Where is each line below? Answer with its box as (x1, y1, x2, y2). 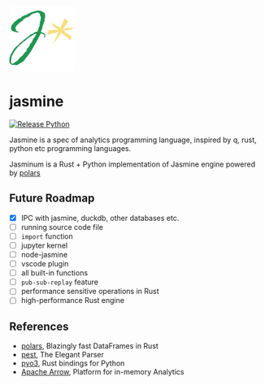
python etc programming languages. (9, 143, 132, 153)
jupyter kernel (20, 240, 68, 250)
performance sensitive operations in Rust (20, 287, 159, 296)
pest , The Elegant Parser (20, 350, 105, 360)
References (9, 319, 69, 333)
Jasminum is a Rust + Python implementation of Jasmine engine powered (9, 159, 256, 169)
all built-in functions (20, 268, 89, 278)
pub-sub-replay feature (20, 277, 98, 287)
